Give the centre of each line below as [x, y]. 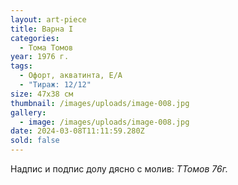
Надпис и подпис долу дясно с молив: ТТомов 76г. [119, 169]
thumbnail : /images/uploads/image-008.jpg [100, 103]
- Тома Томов [46, 47]
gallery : [28, 112]
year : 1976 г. [40, 57]
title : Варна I [42, 29]
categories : [35, 38]
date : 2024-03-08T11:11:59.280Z [77, 131]
